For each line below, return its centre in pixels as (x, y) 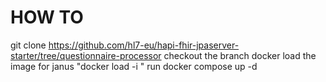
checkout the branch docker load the (240, 55)
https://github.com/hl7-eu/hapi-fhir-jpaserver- (144, 45)
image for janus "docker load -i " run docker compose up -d (134, 66)
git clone (28, 45)
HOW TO (47, 17)
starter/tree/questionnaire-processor (86, 55)
